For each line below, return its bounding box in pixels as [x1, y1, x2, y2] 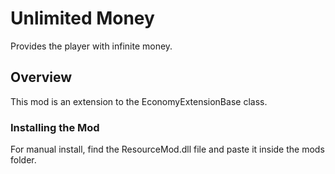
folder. [10, 154, 37, 166]
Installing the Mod [10, 120, 100, 134]
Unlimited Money [10, 7, 155, 30]
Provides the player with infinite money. [10, 40, 173, 52]
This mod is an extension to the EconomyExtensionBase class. [10, 95, 268, 107]
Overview [10, 69, 73, 86]
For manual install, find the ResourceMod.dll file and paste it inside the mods [10, 143, 325, 156]
